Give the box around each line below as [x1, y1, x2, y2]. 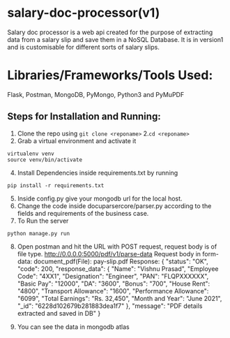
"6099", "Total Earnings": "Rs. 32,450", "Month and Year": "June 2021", [17, 294, 222, 302]
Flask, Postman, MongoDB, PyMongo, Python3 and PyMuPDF [7, 90, 185, 98]
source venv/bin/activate [7, 156, 82, 163]
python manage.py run [7, 230, 70, 237]
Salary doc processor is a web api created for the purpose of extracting [7, 28, 213, 36]
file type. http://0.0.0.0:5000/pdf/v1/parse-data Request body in [17, 249, 201, 258]
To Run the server [17, 216, 69, 225]
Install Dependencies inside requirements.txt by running [17, 168, 178, 177]
